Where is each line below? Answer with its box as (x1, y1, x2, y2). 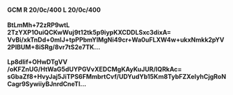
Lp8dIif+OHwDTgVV (7, 58, 68, 66)
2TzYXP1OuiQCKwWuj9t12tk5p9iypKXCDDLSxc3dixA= (7, 28, 172, 37)
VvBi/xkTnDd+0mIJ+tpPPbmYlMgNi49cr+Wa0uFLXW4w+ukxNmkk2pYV (7, 35, 225, 44)
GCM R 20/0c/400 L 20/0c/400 (7, 6, 101, 14)
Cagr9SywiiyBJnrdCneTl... (7, 80, 87, 88)
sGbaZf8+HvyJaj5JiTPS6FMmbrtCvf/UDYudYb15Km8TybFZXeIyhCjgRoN (7, 73, 227, 81)
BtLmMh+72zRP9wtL (7, 21, 70, 29)
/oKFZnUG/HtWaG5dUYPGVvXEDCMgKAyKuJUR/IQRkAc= (7, 65, 182, 74)
